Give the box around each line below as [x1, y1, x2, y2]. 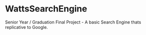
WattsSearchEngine [5, 3, 88, 14]
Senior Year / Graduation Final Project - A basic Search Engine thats [5, 19, 141, 25]
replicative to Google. [5, 24, 48, 30]
